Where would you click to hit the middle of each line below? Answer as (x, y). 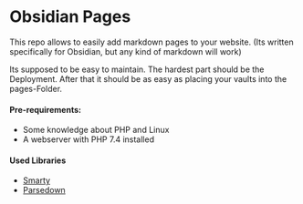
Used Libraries (38, 160)
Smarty (37, 180)
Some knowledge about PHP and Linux (96, 130)
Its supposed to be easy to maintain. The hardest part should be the (137, 69)
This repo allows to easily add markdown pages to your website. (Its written (151, 42)
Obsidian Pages (70, 17)
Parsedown (44, 190)
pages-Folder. (36, 88)
